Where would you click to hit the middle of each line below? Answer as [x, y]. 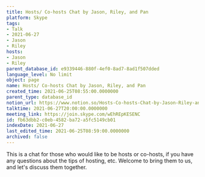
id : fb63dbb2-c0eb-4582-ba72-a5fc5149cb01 [61, 120]
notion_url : [21, 103]
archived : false [27, 137]
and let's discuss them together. [47, 167]
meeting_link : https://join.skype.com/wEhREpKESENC [73, 114]
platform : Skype [27, 18]
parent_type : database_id [39, 97]
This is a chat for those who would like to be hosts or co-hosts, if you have [100, 154]
